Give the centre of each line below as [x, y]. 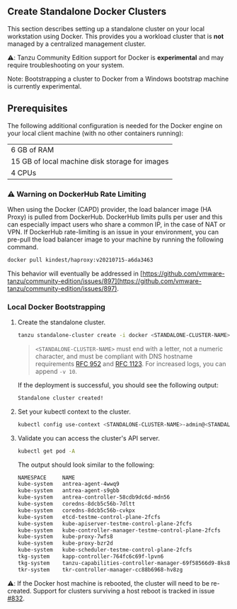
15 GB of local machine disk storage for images [90, 161]
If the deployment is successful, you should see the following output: [118, 385]
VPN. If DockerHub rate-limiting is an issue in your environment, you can [113, 232]
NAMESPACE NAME [46, 477]
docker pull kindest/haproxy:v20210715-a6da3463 [80, 260]
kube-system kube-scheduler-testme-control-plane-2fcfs [105, 550]
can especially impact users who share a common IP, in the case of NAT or [116, 224]
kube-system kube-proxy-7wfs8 [65, 537]
